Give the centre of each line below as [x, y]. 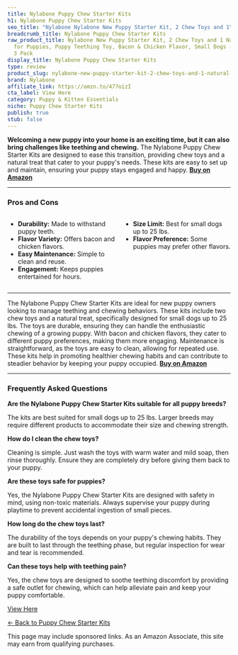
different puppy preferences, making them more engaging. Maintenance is [116, 340]
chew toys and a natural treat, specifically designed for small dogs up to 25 [117, 318]
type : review [27, 67]
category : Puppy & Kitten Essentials [63, 100]
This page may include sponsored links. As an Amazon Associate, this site [115, 637]
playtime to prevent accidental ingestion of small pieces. [90, 510]
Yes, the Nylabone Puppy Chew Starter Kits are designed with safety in [111, 495]
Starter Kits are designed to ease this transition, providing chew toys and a [116, 155]
